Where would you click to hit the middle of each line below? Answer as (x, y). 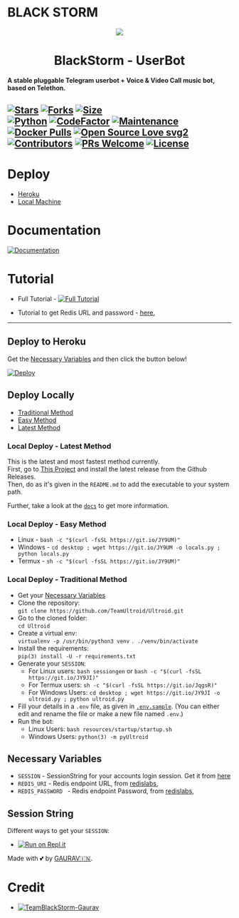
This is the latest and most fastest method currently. (84, 461)
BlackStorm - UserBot (119, 61)
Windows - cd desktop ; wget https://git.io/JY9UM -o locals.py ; (119, 547)
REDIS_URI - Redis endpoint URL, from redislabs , (88, 784)
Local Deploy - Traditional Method (67, 580)
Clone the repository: (49, 603)
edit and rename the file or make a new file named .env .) (100, 713)
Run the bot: (36, 721)
